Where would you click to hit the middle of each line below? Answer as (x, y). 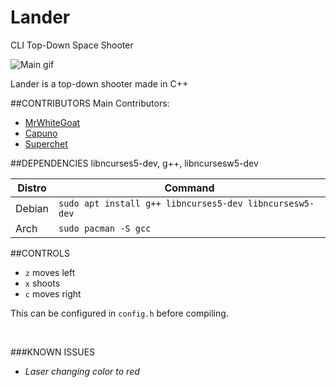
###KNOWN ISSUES (53, 352)
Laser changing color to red (82, 371)
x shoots (42, 283)
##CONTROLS (40, 253)
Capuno (41, 133)
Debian (32, 208)
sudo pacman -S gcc (105, 228)
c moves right (53, 293)
